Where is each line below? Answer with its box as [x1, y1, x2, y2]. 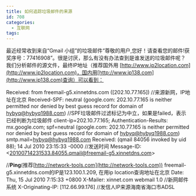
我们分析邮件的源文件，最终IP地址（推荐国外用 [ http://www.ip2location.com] [6, 62, 191, 69]
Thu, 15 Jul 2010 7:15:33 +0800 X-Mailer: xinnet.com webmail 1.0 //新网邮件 [6, 176, 189, 183]
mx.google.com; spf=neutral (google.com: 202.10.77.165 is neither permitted [6, 123, 190, 130]
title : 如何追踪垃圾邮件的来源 [6, 8, 73, 15]
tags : [6, 30, 19, 36]
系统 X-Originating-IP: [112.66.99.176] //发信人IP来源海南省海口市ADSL [6, 184, 175, 191]
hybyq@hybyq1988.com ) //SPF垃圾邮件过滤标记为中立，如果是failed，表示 [6, 109, 187, 117]
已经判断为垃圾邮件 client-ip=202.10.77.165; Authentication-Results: [6, 117, 169, 124]
